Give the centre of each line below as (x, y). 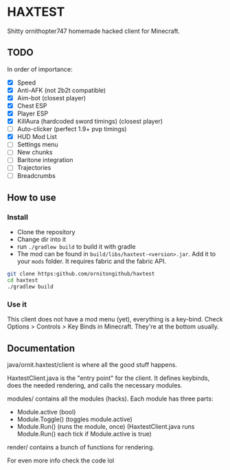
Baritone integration (45, 160)
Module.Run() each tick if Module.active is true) (84, 434)
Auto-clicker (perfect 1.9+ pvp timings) (72, 129)
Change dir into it (42, 239)
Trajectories (34, 168)
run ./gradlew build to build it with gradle (76, 247)
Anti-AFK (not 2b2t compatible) (61, 90)
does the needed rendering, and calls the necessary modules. (95, 385)
